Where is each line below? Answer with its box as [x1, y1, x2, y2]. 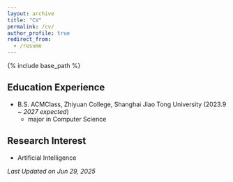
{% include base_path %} [7, 62, 81, 69]
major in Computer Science [27, 115, 107, 123]
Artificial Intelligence [17, 154, 77, 162]
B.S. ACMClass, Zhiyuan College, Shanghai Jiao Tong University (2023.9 [17, 100, 227, 108]
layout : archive [7, 10, 54, 17]
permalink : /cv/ [7, 23, 54, 30]
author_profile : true [7, 29, 70, 37]
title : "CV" [7, 17, 42, 24]
